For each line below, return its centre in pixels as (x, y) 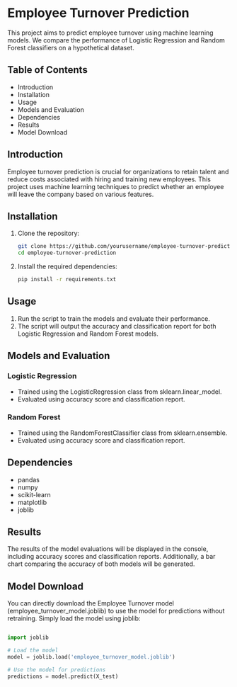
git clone (32, 246)
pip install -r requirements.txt (67, 280)
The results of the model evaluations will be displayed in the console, (108, 549)
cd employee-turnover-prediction (67, 253)
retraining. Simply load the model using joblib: (74, 618)
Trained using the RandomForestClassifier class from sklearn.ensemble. (122, 433)
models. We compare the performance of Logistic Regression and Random (116, 40)
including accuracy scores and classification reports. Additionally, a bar (111, 557)
